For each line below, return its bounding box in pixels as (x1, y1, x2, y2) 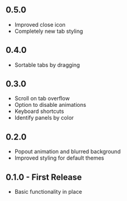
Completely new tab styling (14, 27, 83, 35)
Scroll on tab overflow (14, 95, 70, 102)
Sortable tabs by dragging (14, 61, 80, 69)
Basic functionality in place (14, 188, 83, 196)
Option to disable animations (14, 101, 86, 109)
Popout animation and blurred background (14, 148, 121, 155)
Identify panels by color (14, 114, 74, 121)
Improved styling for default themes (14, 154, 105, 162)
